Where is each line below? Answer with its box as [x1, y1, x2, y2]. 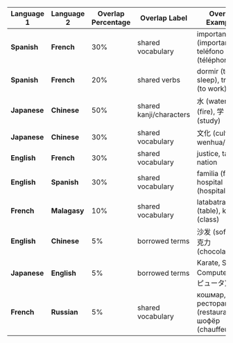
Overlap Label [139, 13, 188, 23]
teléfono [196, 46, 224, 56]
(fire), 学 [196, 107, 224, 116]
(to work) [196, 84, 227, 93]
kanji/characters [137, 110, 191, 119]
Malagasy [51, 206, 85, 216]
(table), [196, 206, 221, 216]
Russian [51, 308, 78, 317]
